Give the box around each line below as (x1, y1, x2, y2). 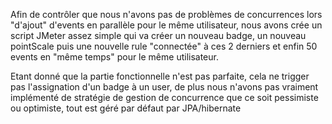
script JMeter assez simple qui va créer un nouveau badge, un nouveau (10, 30, 307, 41)
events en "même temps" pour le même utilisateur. (10, 51, 219, 63)
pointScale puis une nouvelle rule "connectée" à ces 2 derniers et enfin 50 (10, 40, 318, 52)
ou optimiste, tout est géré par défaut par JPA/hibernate (10, 102, 242, 114)
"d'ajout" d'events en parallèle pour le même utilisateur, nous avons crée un (10, 19, 323, 31)
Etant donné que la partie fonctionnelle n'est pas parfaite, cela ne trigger (10, 70, 310, 82)
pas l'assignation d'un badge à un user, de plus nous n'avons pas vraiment (10, 81, 319, 93)
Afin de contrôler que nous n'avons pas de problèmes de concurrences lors (10, 9, 323, 20)
